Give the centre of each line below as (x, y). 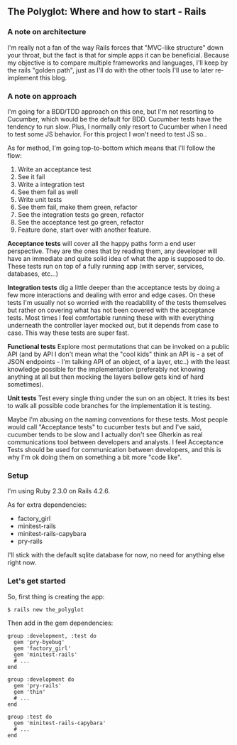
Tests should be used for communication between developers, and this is (114, 449)
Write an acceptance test (54, 169)
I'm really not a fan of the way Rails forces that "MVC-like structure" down (115, 47)
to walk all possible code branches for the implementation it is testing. (110, 405)
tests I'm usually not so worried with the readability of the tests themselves (117, 302)
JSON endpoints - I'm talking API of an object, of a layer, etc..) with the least (119, 361)
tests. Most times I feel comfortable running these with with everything (111, 317)
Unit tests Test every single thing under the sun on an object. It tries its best (118, 398)
